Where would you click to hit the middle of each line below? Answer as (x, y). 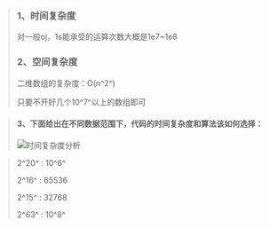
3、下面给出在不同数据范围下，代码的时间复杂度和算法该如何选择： (140, 124)
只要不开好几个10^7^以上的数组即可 (81, 102)
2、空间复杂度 (47, 62)
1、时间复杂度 (46, 15)
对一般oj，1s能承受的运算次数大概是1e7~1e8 (97, 37)
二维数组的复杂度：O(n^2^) (66, 83)
